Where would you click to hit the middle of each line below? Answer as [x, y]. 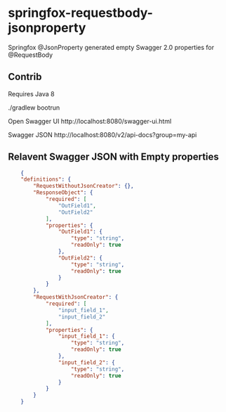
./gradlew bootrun [34, 108]
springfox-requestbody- [81, 13]
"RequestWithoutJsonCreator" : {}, [84, 186]
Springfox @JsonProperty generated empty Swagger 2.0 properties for [111, 47]
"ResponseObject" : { [63, 193]
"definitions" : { [46, 180]
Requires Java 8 [31, 94]
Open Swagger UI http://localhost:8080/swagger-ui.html [90, 121]
